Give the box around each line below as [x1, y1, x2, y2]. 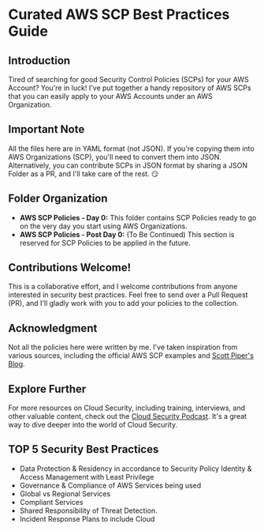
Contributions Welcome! [8, 261, 132, 274]
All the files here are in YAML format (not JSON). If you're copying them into [8, 144, 255, 153]
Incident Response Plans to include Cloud [19, 514, 155, 523]
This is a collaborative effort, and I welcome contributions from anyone [8, 282, 238, 292]
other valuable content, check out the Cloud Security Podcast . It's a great [8, 412, 247, 421]
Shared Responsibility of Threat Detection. [19, 506, 158, 515]
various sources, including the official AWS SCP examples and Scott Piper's [8, 351, 255, 360]
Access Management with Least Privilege [19, 472, 154, 481]
